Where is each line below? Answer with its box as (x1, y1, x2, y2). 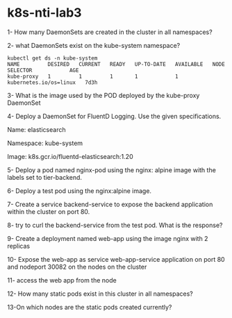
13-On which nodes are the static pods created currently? (7, 303, 172, 311)
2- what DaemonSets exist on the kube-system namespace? (7, 41, 181, 49)
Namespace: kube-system (7, 139, 83, 147)
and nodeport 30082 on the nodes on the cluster (7, 262, 147, 271)
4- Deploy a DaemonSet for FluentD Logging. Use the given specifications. (7, 112, 222, 120)
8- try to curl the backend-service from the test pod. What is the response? (7, 221, 223, 229)
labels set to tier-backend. (7, 173, 82, 181)
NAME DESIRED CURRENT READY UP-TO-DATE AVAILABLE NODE (7, 60, 226, 67)
